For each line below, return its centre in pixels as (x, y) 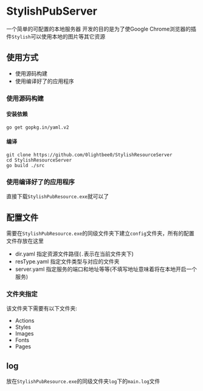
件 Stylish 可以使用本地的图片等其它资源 (56, 36)
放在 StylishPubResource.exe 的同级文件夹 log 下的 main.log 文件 (83, 381)
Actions (25, 321)
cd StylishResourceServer (39, 160)
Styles (23, 327)
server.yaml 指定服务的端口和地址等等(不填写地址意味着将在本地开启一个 (106, 269)
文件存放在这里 (25, 241)
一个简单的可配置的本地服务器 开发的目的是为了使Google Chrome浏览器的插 (101, 29)
